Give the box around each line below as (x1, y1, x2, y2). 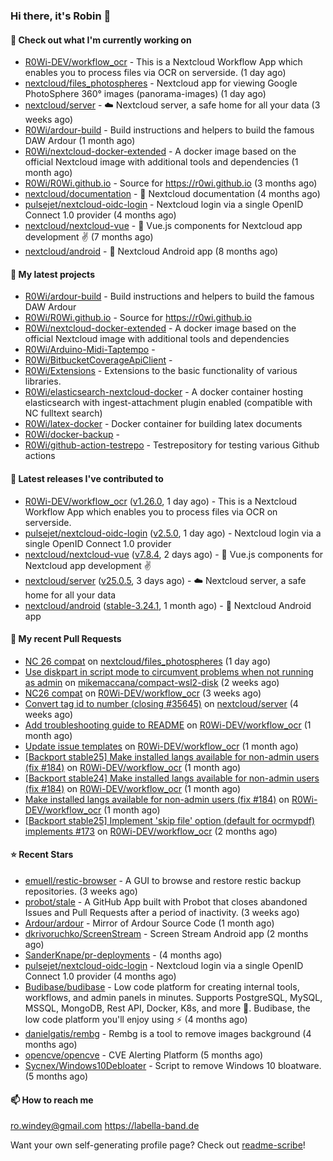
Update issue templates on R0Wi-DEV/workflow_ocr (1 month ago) (24, 740, 299, 752)
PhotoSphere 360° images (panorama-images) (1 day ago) (24, 88, 267, 100)
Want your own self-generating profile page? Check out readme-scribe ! (10, 1139, 306, 1151)
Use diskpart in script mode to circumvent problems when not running (24, 665, 314, 678)
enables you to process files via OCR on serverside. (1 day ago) (24, 67, 287, 79)
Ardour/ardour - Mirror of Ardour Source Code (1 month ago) (24, 917, 275, 929)
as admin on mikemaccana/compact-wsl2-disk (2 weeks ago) (24, 676, 280, 688)
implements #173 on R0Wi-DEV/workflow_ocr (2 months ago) (24, 825, 278, 837)
